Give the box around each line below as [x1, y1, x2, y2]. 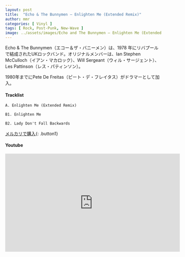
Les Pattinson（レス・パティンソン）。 [5, 63, 83, 69]
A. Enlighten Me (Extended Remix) [5, 103, 77, 108]
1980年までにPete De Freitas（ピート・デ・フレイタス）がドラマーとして [5, 74, 156, 80]
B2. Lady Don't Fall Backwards [5, 121, 70, 126]
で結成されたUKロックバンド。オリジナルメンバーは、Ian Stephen [5, 51, 141, 57]
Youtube [5, 142, 23, 148]
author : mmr [5, 16, 30, 21]
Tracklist [5, 92, 24, 98]
